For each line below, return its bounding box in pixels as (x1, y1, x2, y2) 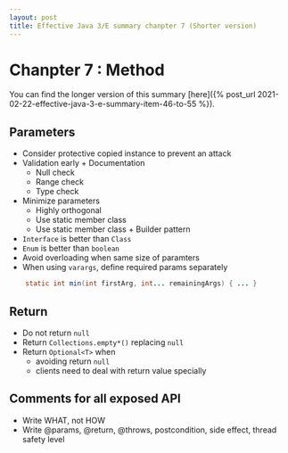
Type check (35, 186, 79, 197)
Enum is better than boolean (21, 243, 120, 254)
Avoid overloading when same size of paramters (21, 252, 201, 263)
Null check (35, 167, 76, 178)
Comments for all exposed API (9, 391, 181, 407)
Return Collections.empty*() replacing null (21, 336, 185, 348)
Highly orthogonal (35, 205, 103, 216)
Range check (35, 177, 85, 187)
